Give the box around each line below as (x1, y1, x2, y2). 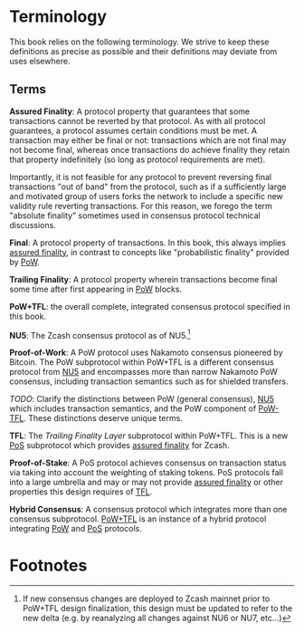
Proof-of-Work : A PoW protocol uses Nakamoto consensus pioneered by (9, 347, 283, 359)
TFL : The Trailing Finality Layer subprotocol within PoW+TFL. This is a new (9, 430, 289, 441)
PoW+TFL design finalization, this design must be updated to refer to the (22, 603, 293, 614)
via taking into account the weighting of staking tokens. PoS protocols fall (9, 467, 283, 478)
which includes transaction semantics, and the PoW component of (9, 403, 257, 414)
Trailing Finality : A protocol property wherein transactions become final (9, 273, 278, 284)
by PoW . (9, 256, 41, 267)
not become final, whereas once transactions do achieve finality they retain (9, 144, 290, 155)
